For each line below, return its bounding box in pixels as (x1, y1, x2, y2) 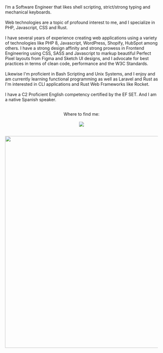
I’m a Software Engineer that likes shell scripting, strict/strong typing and (5, 4, 150, 10)
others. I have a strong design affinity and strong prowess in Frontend (5, 46, 145, 51)
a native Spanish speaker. (5, 97, 57, 102)
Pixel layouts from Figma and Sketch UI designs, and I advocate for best (5, 56, 149, 61)
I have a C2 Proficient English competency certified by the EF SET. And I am (5, 92, 157, 97)
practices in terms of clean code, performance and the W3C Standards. (5, 61, 148, 66)
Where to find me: (64, 111, 99, 117)
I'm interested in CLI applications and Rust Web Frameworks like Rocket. (5, 81, 149, 87)
